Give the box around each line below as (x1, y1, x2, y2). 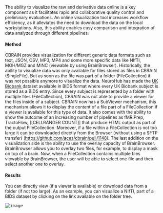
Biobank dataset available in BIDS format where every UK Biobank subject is (5, 83, 159, 89)
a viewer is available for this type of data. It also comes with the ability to (5, 109, 151, 115)
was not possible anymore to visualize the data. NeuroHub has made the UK (5, 78, 159, 84)
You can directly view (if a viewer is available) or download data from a (5, 183, 147, 189)
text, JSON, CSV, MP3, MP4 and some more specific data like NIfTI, (5, 57, 141, 63)
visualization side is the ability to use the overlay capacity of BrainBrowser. (5, 140, 155, 146)
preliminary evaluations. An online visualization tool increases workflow (5, 15, 149, 20)
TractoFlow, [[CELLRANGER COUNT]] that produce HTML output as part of (5, 120, 156, 126)
